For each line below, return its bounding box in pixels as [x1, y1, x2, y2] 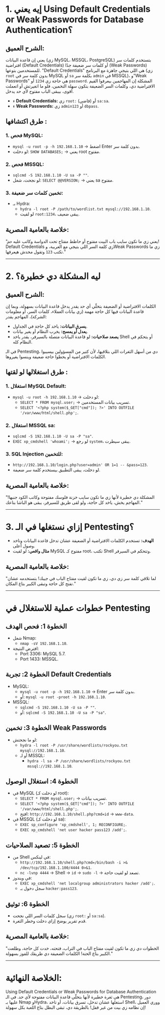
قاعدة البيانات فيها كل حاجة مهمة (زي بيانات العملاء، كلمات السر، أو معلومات [5, 308, 144, 314]
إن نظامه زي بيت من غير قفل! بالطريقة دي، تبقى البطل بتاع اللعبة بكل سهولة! [5, 1004, 146, 1010]
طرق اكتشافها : [5, 117, 47, 126]
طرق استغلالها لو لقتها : [5, 368, 68, 376]
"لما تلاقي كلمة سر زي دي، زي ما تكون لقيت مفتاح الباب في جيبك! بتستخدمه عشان [5, 575, 156, 581]
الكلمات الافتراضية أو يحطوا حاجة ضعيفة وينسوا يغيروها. [5, 354, 106, 360]
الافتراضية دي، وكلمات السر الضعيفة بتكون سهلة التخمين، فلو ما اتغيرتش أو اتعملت [5, 83, 155, 89]
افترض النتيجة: [12, 646, 39, 651]
